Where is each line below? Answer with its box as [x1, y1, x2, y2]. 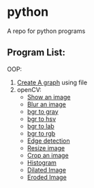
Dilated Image [27, 165, 67, 174]
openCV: [16, 85, 42, 93]
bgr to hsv [27, 115, 57, 123]
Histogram [27, 158, 57, 167]
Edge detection [27, 137, 70, 145]
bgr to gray [27, 107, 59, 115]
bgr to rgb [27, 129, 56, 137]
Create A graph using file [16, 78, 87, 86]
